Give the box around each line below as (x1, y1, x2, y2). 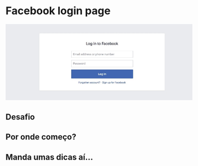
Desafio (5, 112, 35, 122)
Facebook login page (5, 4, 111, 18)
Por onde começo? (5, 132, 76, 142)
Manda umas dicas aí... (5, 152, 93, 162)
